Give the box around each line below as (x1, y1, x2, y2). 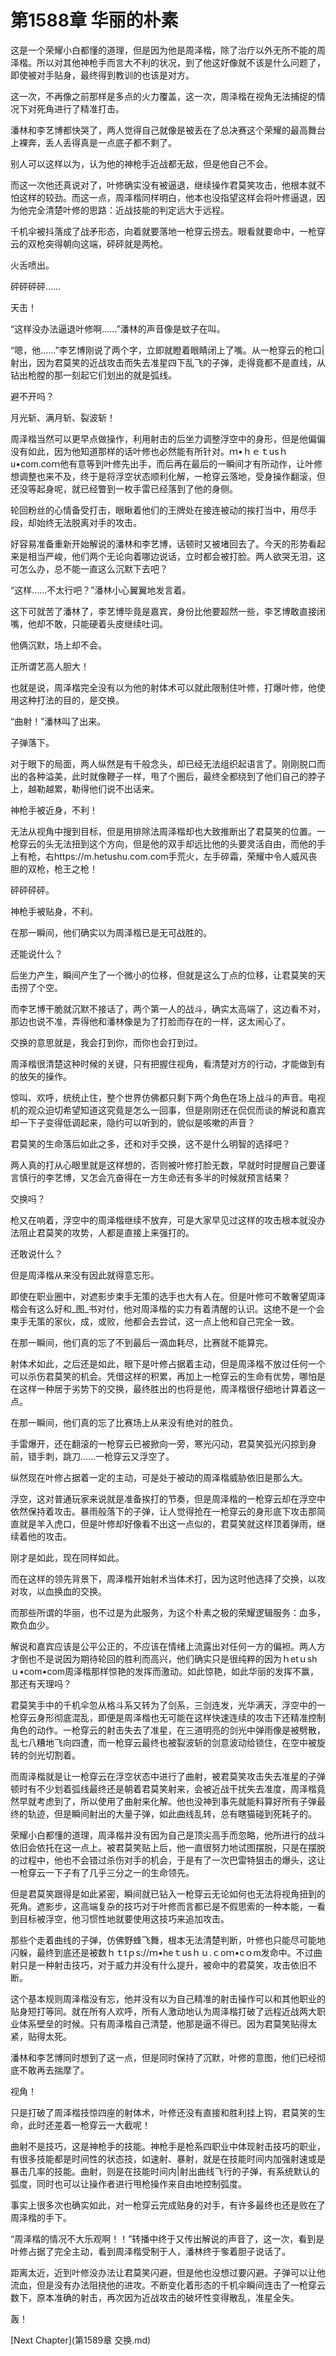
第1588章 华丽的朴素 (10, 9, 179, 32)
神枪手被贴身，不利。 (10, 905, 98, 917)
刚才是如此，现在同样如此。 (10, 1551, 125, 1563)
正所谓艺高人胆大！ (10, 660, 90, 672)
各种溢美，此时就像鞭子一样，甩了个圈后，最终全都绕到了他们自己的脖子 (27, 770, 326, 782)
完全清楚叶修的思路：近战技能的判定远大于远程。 (27, 204, 230, 216)
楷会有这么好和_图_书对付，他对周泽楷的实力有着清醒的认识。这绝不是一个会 (10, 1302, 325, 1315)
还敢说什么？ (10, 1247, 63, 1260)
